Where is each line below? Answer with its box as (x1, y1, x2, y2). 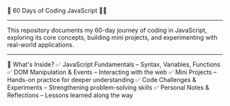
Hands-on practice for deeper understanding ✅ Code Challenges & (7, 76, 196, 83)
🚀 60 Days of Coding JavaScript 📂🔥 (7, 7, 107, 14)
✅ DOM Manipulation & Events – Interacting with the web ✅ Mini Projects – (7, 68, 217, 76)
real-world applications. (7, 41, 74, 49)
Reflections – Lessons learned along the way (7, 91, 133, 99)
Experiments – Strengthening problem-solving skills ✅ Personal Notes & (7, 83, 210, 92)
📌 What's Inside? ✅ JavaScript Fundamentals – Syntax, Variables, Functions (7, 60, 220, 68)
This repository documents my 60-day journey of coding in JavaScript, (7, 26, 207, 34)
